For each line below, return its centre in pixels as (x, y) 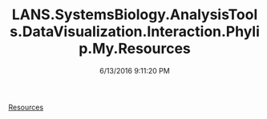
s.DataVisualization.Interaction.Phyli (135, 32)
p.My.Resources (135, 49)
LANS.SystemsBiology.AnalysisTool (135, 15)
